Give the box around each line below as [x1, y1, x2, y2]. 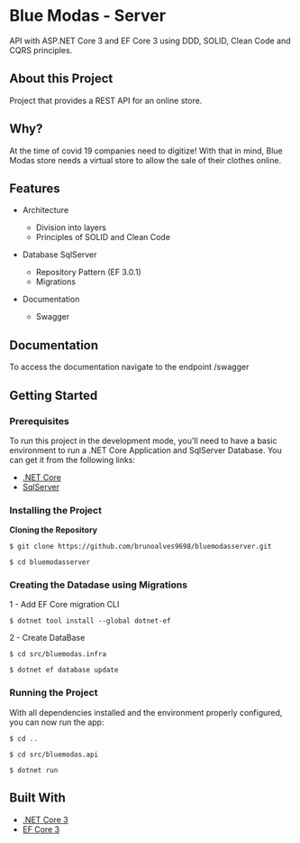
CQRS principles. [9, 44, 73, 55]
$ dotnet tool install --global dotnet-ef [9, 616, 171, 625]
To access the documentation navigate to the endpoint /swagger [9, 362, 250, 373]
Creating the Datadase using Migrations [9, 579, 187, 591]
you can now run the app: [9, 717, 105, 727]
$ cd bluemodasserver [9, 558, 91, 567]
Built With [9, 791, 66, 806]
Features [9, 181, 60, 196]
